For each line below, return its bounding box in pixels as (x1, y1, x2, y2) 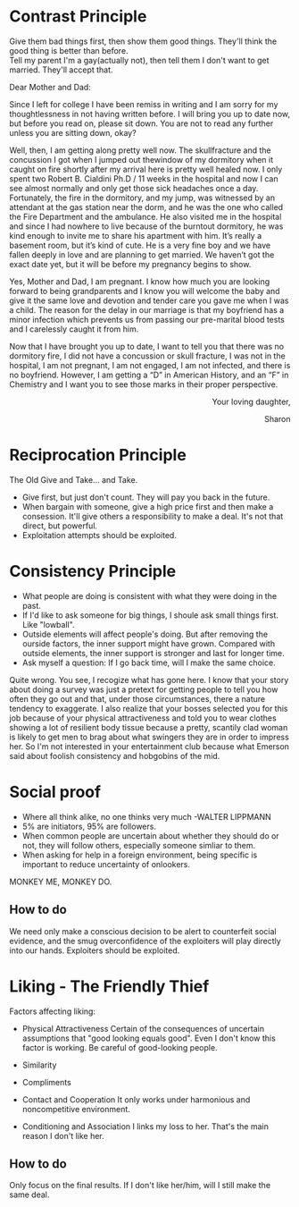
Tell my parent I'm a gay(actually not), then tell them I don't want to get (9, 55, 270, 65)
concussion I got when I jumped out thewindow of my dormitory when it (9, 154, 274, 165)
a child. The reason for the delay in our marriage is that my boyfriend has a (9, 304, 285, 315)
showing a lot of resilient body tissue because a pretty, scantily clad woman (9, 722, 288, 732)
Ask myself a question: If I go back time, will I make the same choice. (21, 657, 276, 668)
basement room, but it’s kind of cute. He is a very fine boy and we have (9, 240, 271, 250)
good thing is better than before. (9, 45, 129, 55)
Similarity (21, 1059, 57, 1070)
